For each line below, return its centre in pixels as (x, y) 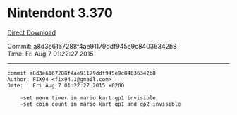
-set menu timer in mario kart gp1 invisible (88, 98)
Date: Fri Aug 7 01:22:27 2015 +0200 (66, 85)
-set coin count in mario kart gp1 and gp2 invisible (101, 104)
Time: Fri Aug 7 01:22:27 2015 (50, 54)
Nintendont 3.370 (60, 13)
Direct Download (32, 32)
